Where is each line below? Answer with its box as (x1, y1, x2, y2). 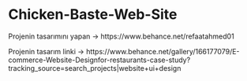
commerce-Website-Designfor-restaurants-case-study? (8, 55, 191, 64)
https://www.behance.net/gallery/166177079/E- (85, 46, 240, 56)
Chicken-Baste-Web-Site (8, 6, 178, 24)
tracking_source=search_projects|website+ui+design (8, 63, 182, 72)
